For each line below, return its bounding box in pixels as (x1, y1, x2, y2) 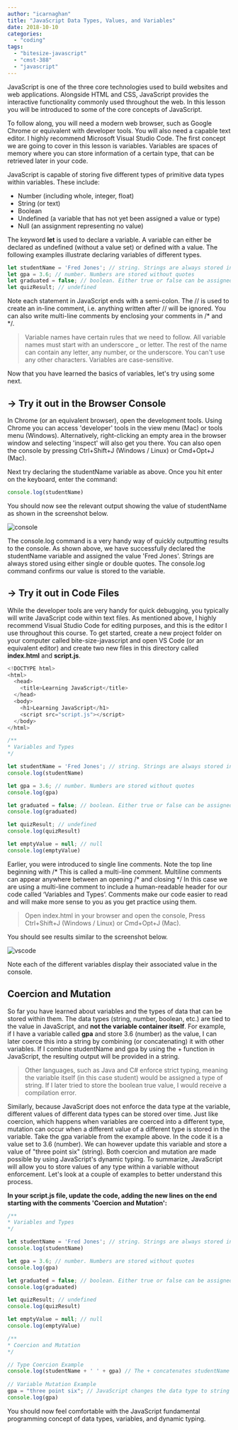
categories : (7, 30, 42, 38)
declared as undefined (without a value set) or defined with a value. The (7, 242, 218, 252)
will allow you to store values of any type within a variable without (7, 1162, 199, 1171)
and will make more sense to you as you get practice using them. (7, 897, 197, 906)
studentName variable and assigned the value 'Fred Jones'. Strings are (7, 551, 215, 560)
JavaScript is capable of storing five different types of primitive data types (7, 170, 225, 179)
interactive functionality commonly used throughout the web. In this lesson (7, 97, 225, 106)
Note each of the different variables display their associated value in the (7, 959, 217, 968)
